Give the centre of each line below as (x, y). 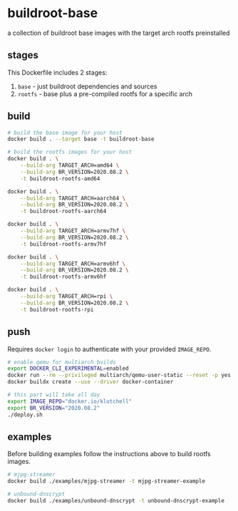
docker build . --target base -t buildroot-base (81, 139)
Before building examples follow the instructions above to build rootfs (109, 454)
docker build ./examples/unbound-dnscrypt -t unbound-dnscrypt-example (116, 500)
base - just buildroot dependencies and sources (87, 86)
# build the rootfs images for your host (70, 152)
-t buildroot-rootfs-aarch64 (63, 212)
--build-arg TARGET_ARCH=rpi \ (67, 296)
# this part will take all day (54, 395)
